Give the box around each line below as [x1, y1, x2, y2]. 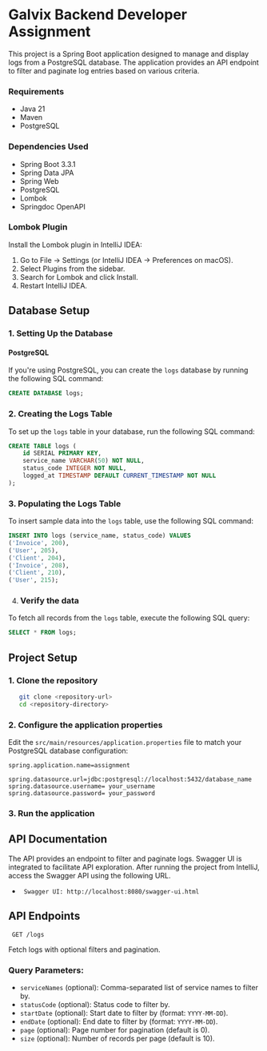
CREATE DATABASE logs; [8, 389, 84, 397]
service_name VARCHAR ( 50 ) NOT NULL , [22, 457, 145, 465]
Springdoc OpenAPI [19, 201, 86, 211]
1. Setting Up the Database [8, 328, 114, 339]
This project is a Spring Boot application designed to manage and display [8, 49, 249, 58]
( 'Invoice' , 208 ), [8, 561, 70, 569]
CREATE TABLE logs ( [8, 442, 78, 450]
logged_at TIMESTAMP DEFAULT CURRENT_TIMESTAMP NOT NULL [22, 472, 217, 480]
